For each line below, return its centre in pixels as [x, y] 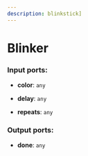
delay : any [32, 99]
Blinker [28, 48]
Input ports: [27, 70]
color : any [32, 85]
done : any [31, 145]
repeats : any [35, 112]
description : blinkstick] [44, 14]
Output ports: [30, 130]
